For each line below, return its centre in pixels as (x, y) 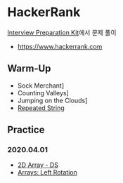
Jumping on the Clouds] (52, 100)
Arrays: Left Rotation (47, 172)
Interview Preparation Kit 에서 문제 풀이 (62, 32)
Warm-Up (29, 68)
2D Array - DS (38, 165)
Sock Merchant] (41, 86)
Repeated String (41, 108)
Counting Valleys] (43, 93)
